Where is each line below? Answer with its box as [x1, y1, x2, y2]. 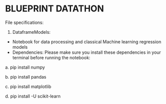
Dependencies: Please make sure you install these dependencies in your [12, 49, 162, 55]
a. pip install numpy [5, 64, 45, 70]
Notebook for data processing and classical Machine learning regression [12, 38, 162, 45]
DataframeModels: [12, 29, 51, 35]
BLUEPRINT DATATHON [5, 3, 104, 14]
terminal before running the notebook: [12, 54, 90, 60]
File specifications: [5, 19, 44, 25]
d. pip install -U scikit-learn [5, 93, 61, 99]
